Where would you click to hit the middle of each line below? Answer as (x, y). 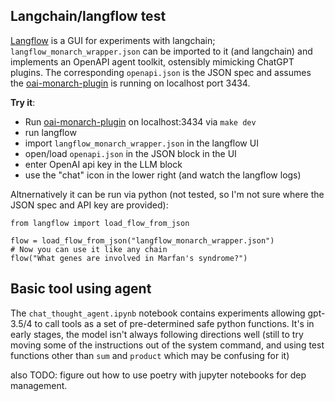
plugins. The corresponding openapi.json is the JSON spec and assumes (161, 72)
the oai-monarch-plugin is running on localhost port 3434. (130, 83)
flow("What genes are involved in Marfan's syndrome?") (129, 258)
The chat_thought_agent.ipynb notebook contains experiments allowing (158, 313)
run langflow (50, 132)
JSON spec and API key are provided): (89, 205)
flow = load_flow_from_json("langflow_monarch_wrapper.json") (142, 240)
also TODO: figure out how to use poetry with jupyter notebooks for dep (158, 375)
